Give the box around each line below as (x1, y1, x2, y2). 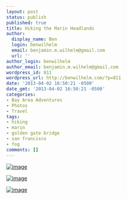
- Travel (6, 108, 28, 114)
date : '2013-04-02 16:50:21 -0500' (6, 81, 95, 87)
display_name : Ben (11, 36, 58, 42)
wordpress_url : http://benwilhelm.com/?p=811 (6, 75, 121, 81)
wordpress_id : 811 (6, 70, 52, 75)
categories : (6, 91, 36, 97)
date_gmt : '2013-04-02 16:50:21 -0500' (6, 86, 106, 92)
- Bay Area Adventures (6, 97, 63, 103)
